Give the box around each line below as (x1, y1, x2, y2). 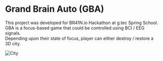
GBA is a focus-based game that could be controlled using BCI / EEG (5, 25, 145, 30)
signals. (5, 30, 21, 36)
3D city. (5, 40, 21, 46)
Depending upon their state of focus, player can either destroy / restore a (5, 35, 154, 41)
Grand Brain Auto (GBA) (5, 3, 104, 15)
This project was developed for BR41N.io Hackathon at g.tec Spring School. (5, 20, 159, 26)
